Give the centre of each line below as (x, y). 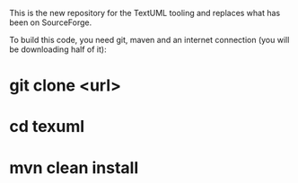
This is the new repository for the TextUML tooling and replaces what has (145, 13)
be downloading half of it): (58, 49)
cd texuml (47, 127)
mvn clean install (74, 167)
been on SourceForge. (51, 22)
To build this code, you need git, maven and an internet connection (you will (149, 40)
